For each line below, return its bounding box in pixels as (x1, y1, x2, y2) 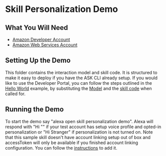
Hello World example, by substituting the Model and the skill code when (5, 85, 152, 91)
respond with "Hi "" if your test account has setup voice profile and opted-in (5, 124, 162, 130)
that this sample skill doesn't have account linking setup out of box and (5, 134, 151, 140)
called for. (5, 91, 26, 97)
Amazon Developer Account (12, 36, 71, 42)
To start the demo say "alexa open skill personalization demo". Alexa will (5, 118, 154, 124)
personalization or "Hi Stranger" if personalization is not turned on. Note (5, 129, 153, 135)
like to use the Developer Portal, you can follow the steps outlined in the (5, 80, 153, 86)
